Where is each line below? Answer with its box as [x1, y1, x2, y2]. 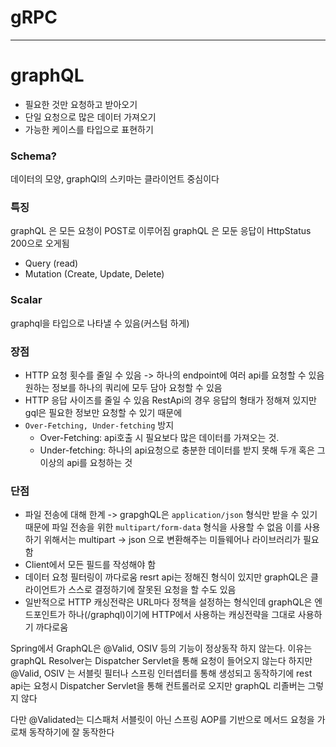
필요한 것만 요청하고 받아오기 [24, 98, 138, 110]
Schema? [10, 149, 57, 163]
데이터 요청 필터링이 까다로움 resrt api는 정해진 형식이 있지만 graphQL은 [24, 571, 309, 583]
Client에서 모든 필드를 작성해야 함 [24, 559, 157, 571]
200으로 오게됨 [10, 237, 70, 250]
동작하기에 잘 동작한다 [28, 726, 115, 738]
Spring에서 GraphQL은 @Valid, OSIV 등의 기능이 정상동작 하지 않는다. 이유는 [10, 642, 313, 655]
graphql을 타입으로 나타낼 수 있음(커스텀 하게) [10, 317, 190, 329]
